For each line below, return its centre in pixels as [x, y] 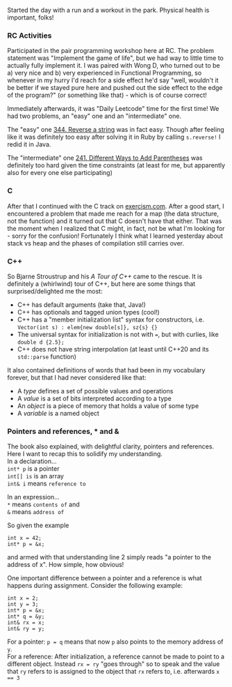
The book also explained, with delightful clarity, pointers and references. [110, 446]
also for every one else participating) [60, 173]
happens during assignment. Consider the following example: [95, 586]
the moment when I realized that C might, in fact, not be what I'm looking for [116, 228]
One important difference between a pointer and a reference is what [105, 578]
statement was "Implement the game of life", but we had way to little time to [116, 58]
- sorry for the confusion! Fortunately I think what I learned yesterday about [115, 236]
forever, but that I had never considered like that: [77, 377]
